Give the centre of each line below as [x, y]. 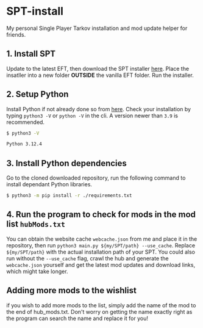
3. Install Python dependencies [66, 163]
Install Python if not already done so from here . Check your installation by [98, 109]
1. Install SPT [31, 54]
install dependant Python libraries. [49, 184]
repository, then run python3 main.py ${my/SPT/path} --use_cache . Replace [101, 245]
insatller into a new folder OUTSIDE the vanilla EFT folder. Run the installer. [100, 75]
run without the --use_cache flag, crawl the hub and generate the [87, 258]
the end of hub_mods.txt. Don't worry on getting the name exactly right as [99, 312]
